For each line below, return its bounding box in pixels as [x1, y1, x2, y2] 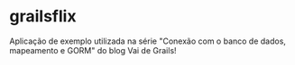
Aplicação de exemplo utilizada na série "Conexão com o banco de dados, [9, 36, 287, 46]
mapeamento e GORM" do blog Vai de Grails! [9, 45, 178, 55]
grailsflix [9, 6, 77, 27]
